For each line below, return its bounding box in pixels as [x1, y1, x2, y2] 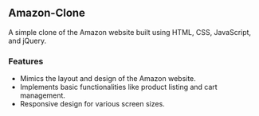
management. [19, 91, 66, 100]
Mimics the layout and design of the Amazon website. [19, 74, 197, 83]
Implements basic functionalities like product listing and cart [19, 83, 218, 92]
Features [8, 56, 44, 67]
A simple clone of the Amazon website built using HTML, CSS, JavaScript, [8, 27, 252, 37]
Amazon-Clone [8, 6, 86, 20]
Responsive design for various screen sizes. [19, 99, 165, 109]
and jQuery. [8, 36, 46, 45]
